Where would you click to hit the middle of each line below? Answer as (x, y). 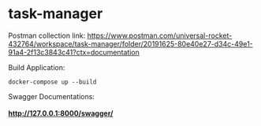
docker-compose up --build (52, 82)
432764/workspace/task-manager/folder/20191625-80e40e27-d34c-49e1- (131, 43)
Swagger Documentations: (51, 96)
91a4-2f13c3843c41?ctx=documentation (74, 52)
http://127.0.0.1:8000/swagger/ (61, 113)
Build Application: (37, 67)
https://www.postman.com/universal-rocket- (160, 35)
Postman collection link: (47, 35)
